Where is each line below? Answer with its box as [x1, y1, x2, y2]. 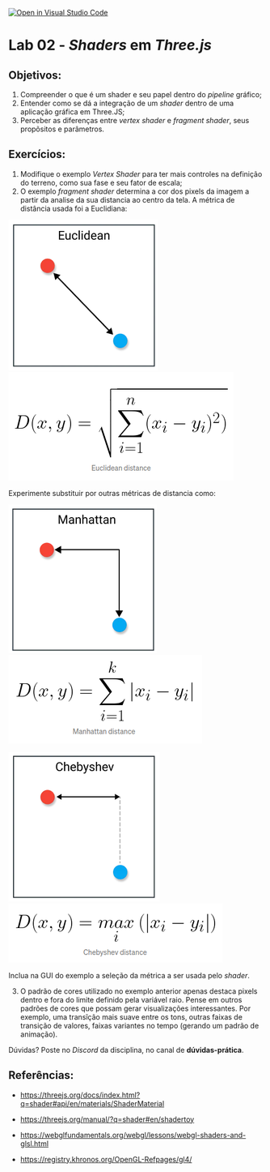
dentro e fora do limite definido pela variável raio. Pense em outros [19, 994, 243, 1004]
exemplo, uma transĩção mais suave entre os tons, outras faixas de [19, 1012, 243, 1021]
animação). [19, 1029, 58, 1039]
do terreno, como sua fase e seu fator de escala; [19, 178, 183, 187]
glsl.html [19, 1139, 49, 1148]
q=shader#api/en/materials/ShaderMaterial [19, 1098, 165, 1108]
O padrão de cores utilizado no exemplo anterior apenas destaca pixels [19, 986, 258, 996]
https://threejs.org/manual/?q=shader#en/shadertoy [19, 1114, 195, 1124]
